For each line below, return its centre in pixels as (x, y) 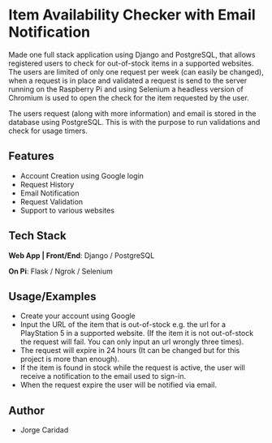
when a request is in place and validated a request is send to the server (128, 80)
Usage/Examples (52, 297)
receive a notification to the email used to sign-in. (103, 376)
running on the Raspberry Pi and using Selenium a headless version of (126, 89)
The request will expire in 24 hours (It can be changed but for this (130, 351)
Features (31, 156)
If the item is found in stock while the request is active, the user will (132, 368)
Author (26, 410)
